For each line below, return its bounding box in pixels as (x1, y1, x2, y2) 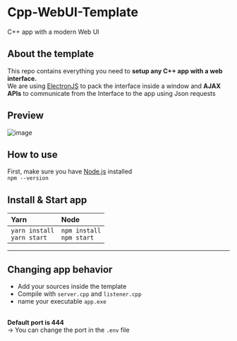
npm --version (7, 175, 49, 182)
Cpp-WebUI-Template (7, 4, 139, 20)
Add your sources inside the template (17, 283, 127, 290)
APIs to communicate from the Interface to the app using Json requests (7, 89, 217, 97)
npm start (61, 234, 94, 242)
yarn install (11, 227, 55, 235)
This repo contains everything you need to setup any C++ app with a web (7, 66, 224, 75)
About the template (7, 48, 95, 60)
